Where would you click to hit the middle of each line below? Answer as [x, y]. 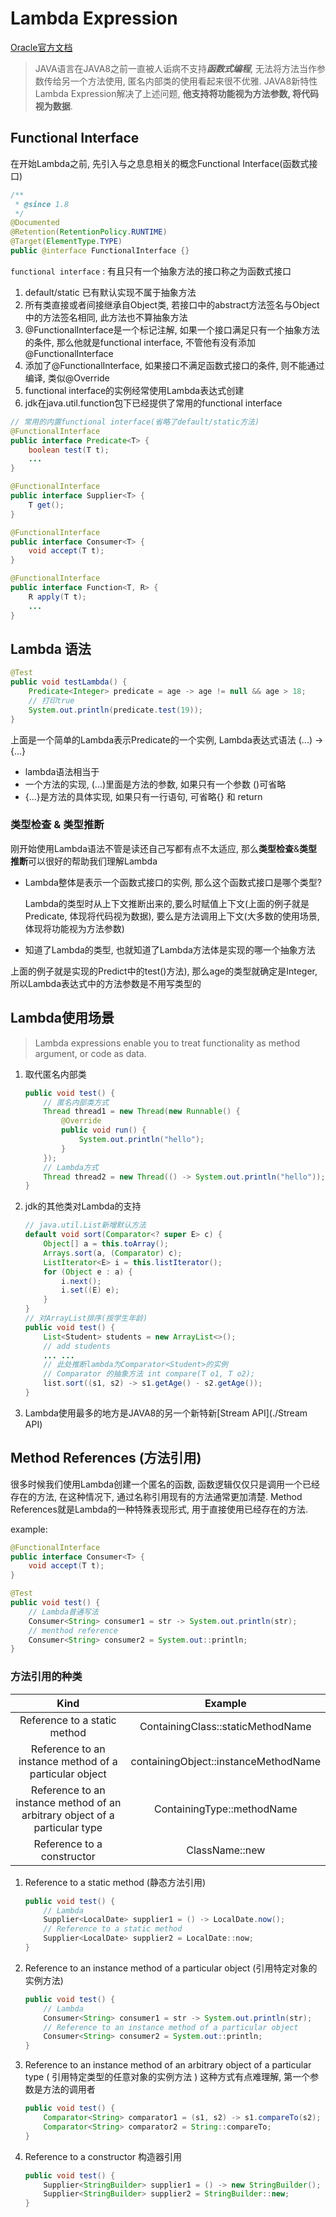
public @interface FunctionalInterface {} [100, 251]
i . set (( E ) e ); [90, 1290]
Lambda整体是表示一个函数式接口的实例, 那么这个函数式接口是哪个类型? [173, 882]
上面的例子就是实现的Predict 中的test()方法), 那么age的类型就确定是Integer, [164, 971]
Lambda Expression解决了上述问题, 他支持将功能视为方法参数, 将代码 [176, 93]
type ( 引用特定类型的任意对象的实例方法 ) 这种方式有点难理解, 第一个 [167, 2077]
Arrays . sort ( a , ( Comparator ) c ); [113, 1253]
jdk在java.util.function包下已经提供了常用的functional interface [153, 403]
